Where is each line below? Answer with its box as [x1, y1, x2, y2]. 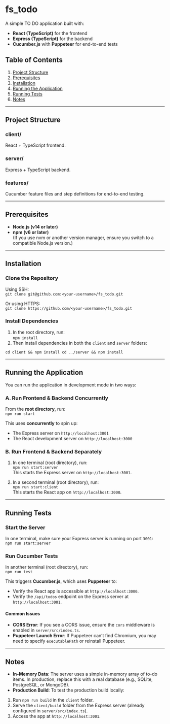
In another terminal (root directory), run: [5, 564, 89, 570]
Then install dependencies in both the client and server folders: [12, 340, 148, 346]
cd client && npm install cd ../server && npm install [5, 349, 123, 355]
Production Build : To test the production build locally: [12, 687, 125, 694]
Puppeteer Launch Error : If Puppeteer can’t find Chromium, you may [12, 633, 157, 639]
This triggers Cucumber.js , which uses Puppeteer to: [5, 578, 117, 584]
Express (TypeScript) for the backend [12, 36, 93, 42]
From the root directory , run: [5, 406, 66, 412]
